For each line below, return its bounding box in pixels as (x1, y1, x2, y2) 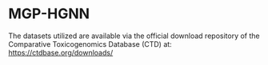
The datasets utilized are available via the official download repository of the (8, 31, 260, 40)
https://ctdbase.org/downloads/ (8, 48, 114, 57)
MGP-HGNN (8, 5, 90, 23)
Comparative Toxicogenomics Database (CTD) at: (8, 39, 172, 48)
